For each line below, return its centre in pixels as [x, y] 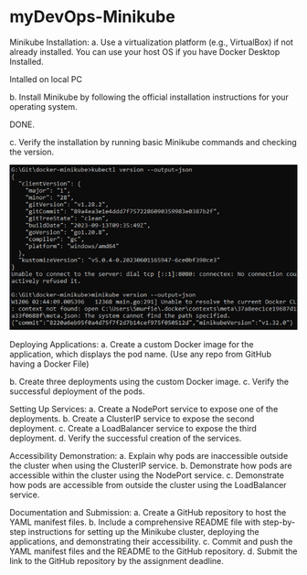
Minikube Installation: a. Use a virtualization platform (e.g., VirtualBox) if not [152, 42]
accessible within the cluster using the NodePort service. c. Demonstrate [147, 475]
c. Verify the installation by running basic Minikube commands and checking [153, 142]
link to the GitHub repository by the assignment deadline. [116, 561]
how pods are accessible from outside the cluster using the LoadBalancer [148, 485]
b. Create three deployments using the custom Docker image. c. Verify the [149, 382]
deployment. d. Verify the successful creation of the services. [126, 438]
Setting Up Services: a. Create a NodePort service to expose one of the [144, 410]
